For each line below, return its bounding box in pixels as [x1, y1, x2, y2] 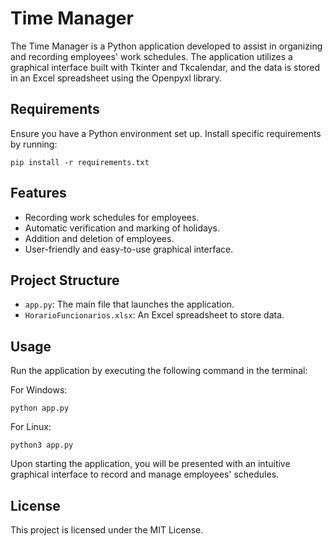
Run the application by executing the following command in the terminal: [10, 365, 308, 377]
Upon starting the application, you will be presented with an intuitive [10, 458, 291, 470]
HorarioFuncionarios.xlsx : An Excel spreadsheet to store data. [24, 309, 285, 321]
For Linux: [10, 421, 52, 433]
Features [10, 185, 67, 202]
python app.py [10, 403, 70, 414]
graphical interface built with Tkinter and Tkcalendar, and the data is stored [10, 61, 321, 73]
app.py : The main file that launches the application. [24, 298, 235, 311]
